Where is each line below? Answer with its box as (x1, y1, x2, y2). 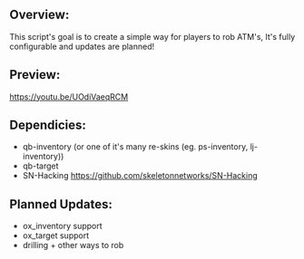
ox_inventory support (22, 221, 103, 232)
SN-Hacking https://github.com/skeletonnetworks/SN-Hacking (22, 170, 259, 181)
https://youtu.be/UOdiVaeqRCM (9, 91, 129, 102)
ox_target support (22, 230, 89, 241)
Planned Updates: (9, 197, 113, 212)
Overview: (9, 7, 70, 23)
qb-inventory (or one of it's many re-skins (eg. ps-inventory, (22, 141, 249, 152)
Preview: (9, 67, 61, 82)
